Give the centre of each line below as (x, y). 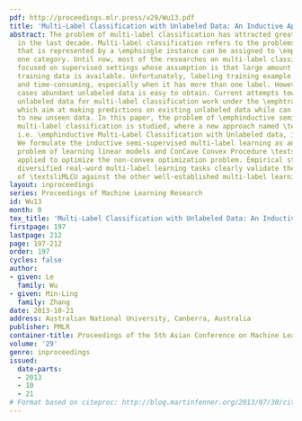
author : (24, 269)
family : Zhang (44, 302)
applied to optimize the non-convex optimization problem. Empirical (150, 160)
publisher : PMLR (40, 327)
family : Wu (38, 285)
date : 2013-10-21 (42, 310)
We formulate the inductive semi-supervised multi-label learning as (150, 143)
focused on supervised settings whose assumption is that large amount (155, 68)
